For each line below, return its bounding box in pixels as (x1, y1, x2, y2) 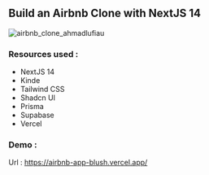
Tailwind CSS (20, 85, 65, 94)
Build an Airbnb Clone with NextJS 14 (8, 7, 202, 20)
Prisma (20, 102, 45, 112)
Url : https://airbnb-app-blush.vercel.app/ (8, 158, 148, 168)
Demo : (8, 139, 37, 151)
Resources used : (8, 48, 79, 59)
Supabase (20, 110, 54, 120)
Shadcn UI (20, 93, 55, 103)
